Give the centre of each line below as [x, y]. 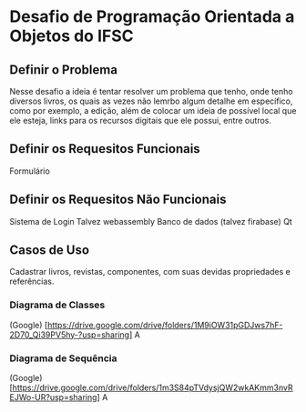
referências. [32, 281]
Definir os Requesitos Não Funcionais [118, 200]
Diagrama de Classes [57, 305]
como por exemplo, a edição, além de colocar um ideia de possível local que [153, 111]
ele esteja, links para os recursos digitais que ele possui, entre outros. [140, 121]
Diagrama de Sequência [63, 358]
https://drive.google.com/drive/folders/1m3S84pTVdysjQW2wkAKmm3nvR [153, 387]
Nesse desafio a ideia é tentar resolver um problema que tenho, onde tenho [151, 91]
